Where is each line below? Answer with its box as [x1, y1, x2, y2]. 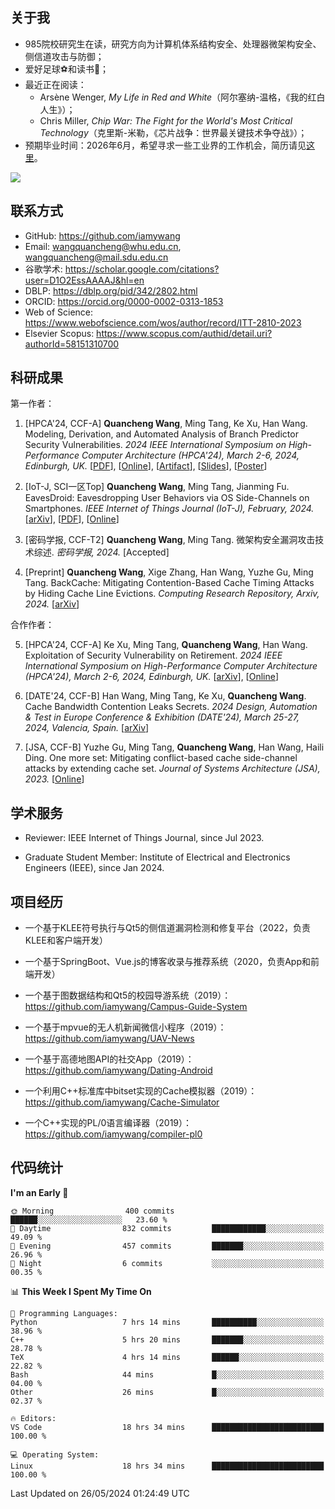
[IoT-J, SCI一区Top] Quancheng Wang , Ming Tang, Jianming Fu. [24, 481, 290, 493]
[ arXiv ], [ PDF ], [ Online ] [24, 513, 120, 525]
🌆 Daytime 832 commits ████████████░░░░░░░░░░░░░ [10, 1223, 325, 1233]
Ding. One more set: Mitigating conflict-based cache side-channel [24, 752, 298, 764]
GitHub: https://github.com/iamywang [24, 229, 181, 242]
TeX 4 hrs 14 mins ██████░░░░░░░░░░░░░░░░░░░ [10, 1352, 325, 1362]
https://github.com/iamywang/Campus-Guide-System [24, 1001, 248, 1013]
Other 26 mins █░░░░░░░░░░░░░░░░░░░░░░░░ [10, 1387, 325, 1397]
